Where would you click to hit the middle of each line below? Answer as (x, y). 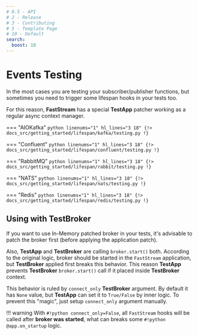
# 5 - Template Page (32, 28)
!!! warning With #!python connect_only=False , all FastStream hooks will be (98, 313)
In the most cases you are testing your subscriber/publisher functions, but (98, 91)
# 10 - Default (25, 34)
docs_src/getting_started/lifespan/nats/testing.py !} (76, 183)
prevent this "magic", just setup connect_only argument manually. (87, 301)
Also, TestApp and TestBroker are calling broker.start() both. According (98, 251)
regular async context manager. (46, 116)
